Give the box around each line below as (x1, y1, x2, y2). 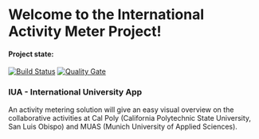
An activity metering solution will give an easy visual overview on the (8, 105, 234, 114)
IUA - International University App (8, 87, 143, 98)
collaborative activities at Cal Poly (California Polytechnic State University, (8, 113, 252, 122)
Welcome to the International (8, 6, 205, 24)
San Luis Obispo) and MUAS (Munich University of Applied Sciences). (8, 122, 237, 131)
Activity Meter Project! (8, 22, 162, 41)
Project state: (8, 49, 54, 59)
